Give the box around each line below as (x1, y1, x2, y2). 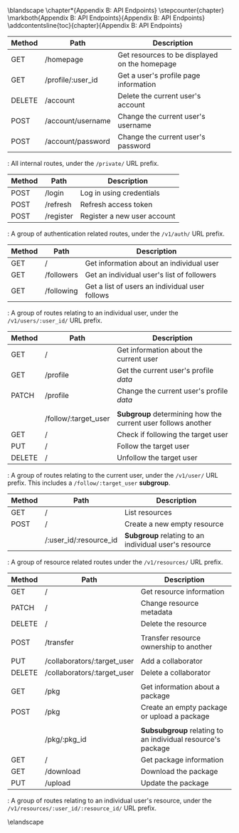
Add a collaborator (141, 656, 203, 666)
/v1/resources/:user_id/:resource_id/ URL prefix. (7, 804, 156, 812)
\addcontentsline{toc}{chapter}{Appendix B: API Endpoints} (7, 21, 183, 29)
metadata (141, 607, 173, 617)
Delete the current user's (117, 91, 201, 100)
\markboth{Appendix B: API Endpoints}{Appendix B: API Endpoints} (7, 14, 205, 22)
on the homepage (117, 59, 177, 68)
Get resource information (141, 587, 225, 597)
